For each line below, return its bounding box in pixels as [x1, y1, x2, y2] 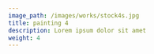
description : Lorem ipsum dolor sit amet [8, 26, 147, 34]
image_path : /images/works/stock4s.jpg [8, 11, 140, 20]
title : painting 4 [8, 19, 69, 27]
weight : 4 [8, 33, 41, 42]
